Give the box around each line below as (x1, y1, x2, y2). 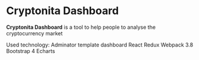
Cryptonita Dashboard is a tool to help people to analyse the (6, 24, 156, 31)
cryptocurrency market (6, 29, 63, 36)
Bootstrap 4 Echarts (6, 47, 55, 54)
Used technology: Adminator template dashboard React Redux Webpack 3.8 (6, 41, 194, 48)
